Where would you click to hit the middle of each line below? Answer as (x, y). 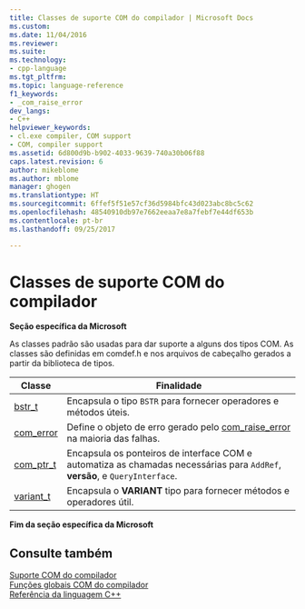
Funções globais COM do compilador (79, 585)
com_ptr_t (35, 464)
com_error (36, 433)
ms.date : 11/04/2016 (49, 35)
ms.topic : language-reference (67, 85)
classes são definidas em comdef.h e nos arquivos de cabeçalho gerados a (151, 354)
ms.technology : (38, 60)
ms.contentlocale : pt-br (56, 220)
